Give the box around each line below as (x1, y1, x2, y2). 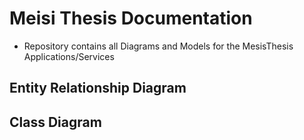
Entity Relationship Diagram (9, 80, 187, 97)
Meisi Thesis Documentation (9, 7, 253, 30)
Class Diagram (9, 113, 102, 131)
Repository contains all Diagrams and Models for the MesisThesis (23, 40, 294, 52)
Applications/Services (23, 50, 115, 62)
